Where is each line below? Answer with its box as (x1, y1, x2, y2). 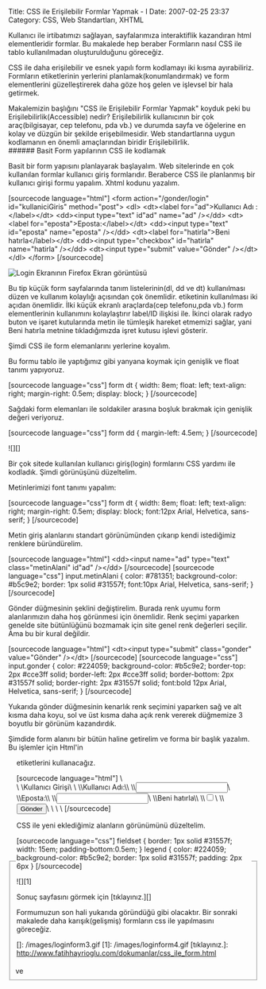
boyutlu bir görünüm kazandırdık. (8, 719, 117, 728)
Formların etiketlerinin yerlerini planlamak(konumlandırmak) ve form (8, 72, 230, 80)
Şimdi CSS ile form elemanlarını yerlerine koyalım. (8, 341, 171, 351)
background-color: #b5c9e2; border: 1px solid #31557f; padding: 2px (16, 853, 242, 862)
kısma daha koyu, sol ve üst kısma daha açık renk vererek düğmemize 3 (8, 711, 244, 719)
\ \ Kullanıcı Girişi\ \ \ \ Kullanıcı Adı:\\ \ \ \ (16, 782, 230, 792)
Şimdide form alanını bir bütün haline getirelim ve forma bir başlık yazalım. (8, 735, 250, 743)
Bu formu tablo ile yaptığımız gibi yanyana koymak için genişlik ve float (8, 357, 240, 366)
